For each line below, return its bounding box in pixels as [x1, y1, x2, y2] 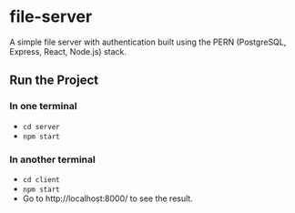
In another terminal [9, 153, 96, 166]
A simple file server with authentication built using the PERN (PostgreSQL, [9, 36, 287, 47]
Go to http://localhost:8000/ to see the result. [22, 193, 193, 204]
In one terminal [9, 100, 77, 113]
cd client [22, 175, 61, 184]
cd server [22, 122, 61, 131]
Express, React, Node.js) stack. [9, 46, 127, 56]
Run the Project [9, 73, 98, 88]
